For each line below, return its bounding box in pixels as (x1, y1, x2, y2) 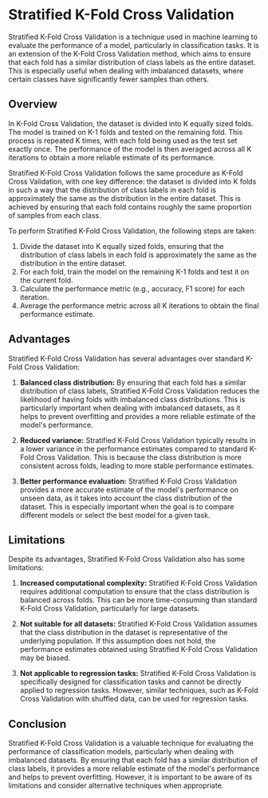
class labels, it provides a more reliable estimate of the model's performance (8, 764, 260, 773)
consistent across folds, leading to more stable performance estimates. (19, 460, 254, 470)
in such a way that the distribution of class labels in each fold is (8, 185, 217, 195)
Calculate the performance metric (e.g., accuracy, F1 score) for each (19, 283, 245, 293)
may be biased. (19, 653, 71, 663)
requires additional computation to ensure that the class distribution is (19, 587, 250, 596)
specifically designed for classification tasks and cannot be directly (19, 677, 242, 687)
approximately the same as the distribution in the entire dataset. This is (8, 193, 241, 203)
